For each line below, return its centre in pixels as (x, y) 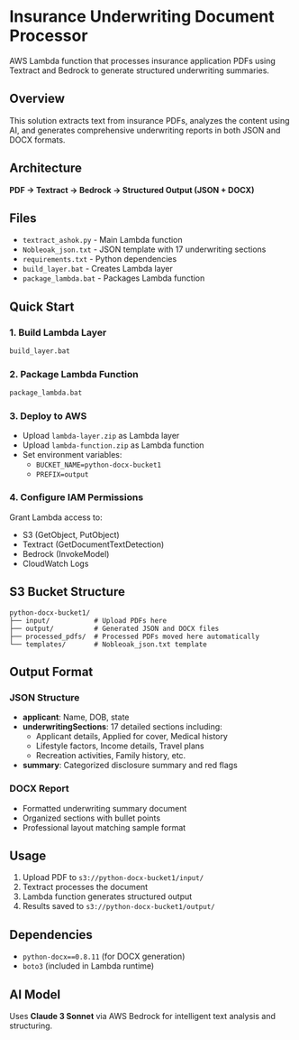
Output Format (51, 671)
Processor (49, 36)
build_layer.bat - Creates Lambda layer (97, 269)
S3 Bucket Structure (68, 592)
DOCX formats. (37, 139)
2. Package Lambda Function (74, 374)
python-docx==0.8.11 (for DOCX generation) (104, 956)
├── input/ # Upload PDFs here (88, 620)
